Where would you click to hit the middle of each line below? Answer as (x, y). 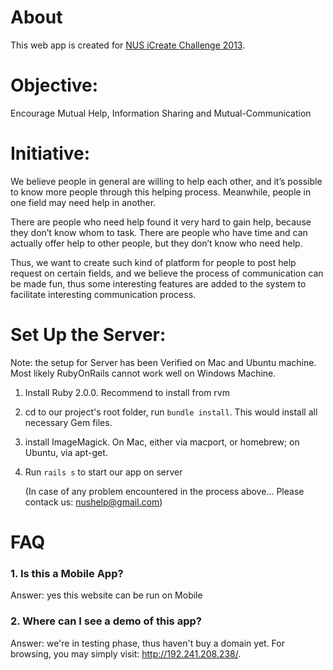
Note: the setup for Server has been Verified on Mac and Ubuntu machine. (163, 362)
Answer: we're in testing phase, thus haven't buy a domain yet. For (147, 643)
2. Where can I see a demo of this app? (106, 621)
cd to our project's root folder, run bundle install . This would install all (171, 412)
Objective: (54, 85)
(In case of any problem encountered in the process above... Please (164, 491)
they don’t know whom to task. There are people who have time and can (159, 232)
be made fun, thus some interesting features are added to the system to (158, 283)
